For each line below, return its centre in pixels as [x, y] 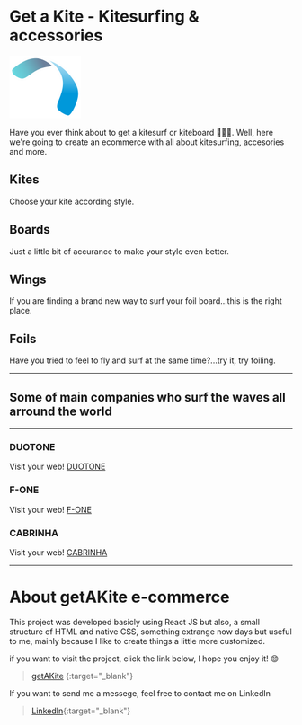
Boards [30, 230]
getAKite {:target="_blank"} [82, 676]
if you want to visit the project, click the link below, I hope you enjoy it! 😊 [144, 659]
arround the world [61, 411]
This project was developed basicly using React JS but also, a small [135, 622]
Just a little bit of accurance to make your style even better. [119, 251]
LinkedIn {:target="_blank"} [81, 711]
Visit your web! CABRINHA [58, 552]
